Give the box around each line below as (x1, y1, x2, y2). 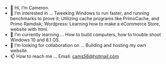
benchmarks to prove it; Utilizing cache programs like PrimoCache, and (10, 16, 159, 21)
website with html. (10, 26, 49, 32)
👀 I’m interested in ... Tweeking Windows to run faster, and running (10, 10, 150, 16)
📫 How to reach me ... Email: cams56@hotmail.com (10, 53, 119, 59)
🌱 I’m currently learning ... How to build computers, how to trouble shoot (10, 32, 161, 37)
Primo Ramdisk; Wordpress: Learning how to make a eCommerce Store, (10, 21, 160, 27)
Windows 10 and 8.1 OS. (10, 37, 60, 43)
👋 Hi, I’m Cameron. (10, 5, 50, 11)
